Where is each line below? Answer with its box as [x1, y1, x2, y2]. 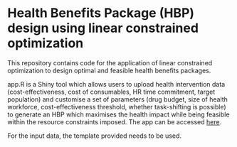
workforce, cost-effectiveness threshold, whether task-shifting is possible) [7, 102, 226, 111]
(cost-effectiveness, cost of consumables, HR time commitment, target [7, 87, 216, 96]
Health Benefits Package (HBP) [7, 5, 194, 21]
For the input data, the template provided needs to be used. [7, 131, 182, 140]
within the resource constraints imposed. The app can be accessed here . [7, 117, 222, 126]
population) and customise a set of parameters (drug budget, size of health [7, 94, 228, 104]
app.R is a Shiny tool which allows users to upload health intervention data [7, 80, 226, 88]
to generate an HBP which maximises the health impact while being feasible [7, 110, 230, 119]
